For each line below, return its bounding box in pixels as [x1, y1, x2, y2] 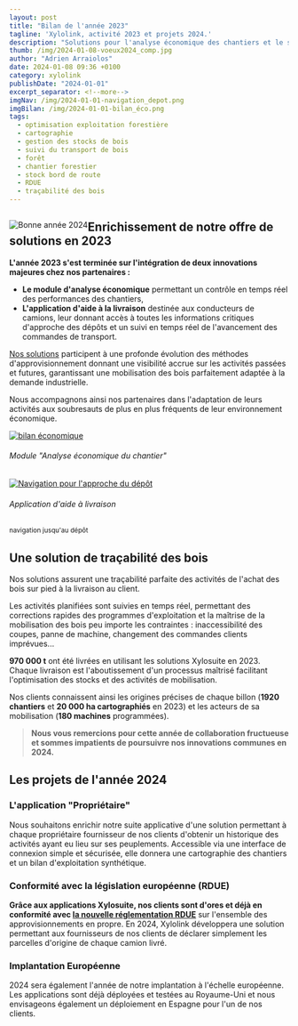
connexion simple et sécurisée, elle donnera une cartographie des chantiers [9, 847, 287, 859]
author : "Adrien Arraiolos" [9, 54, 114, 63]
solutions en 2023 [9, 233, 113, 249]
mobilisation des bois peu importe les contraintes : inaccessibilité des [9, 619, 263, 630]
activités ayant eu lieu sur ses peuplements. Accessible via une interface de [9, 838, 286, 849]
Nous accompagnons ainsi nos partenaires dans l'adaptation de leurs [9, 393, 263, 405]
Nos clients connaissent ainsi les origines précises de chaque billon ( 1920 [9, 691, 279, 703]
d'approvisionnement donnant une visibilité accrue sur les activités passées [9, 358, 286, 368]
